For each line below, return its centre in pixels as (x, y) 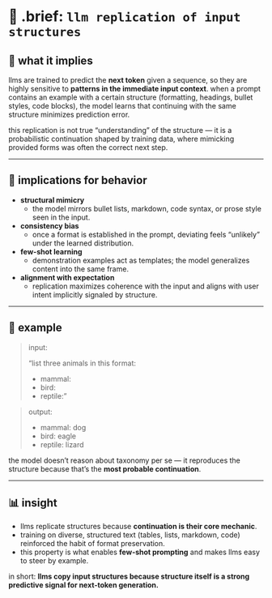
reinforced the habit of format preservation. (93, 544)
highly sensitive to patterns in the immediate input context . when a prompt (135, 89)
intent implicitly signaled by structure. (95, 294)
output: (40, 412)
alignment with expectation (67, 277)
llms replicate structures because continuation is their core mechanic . (138, 527)
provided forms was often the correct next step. (88, 147)
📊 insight (33, 503)
